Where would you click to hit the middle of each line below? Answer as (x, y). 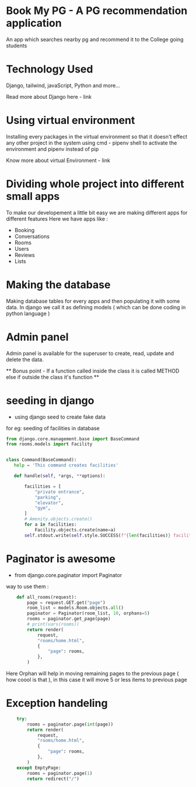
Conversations (32, 236)
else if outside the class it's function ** (52, 377)
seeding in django (50, 400)
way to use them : (27, 586)
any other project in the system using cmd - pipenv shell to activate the (92, 143)
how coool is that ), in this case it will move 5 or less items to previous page (97, 680)
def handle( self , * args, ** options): (60, 476)
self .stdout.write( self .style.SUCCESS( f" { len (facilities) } (97, 535)
